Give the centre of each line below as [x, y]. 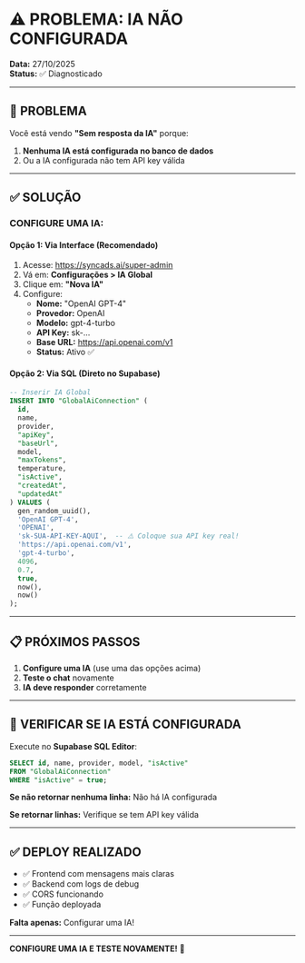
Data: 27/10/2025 [42, 64]
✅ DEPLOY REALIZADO [76, 852]
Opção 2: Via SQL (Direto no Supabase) [85, 373]
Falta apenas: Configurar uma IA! [72, 923]
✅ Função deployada [62, 905]
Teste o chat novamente [69, 678]
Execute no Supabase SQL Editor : [74, 746]
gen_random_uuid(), [54, 511]
